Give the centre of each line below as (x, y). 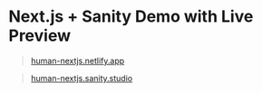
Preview (40, 36)
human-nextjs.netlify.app (78, 60)
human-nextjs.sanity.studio (82, 78)
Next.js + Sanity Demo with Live (131, 17)
